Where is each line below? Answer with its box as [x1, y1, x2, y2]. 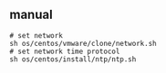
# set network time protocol [9, 47, 120, 56]
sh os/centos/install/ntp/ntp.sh [9, 54, 137, 64]
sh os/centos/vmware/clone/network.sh [9, 39, 157, 48]
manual [9, 7, 53, 23]
